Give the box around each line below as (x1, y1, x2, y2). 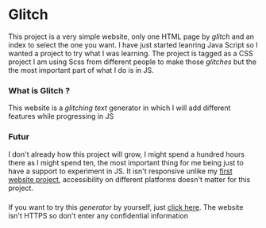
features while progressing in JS (8, 112, 114, 121)
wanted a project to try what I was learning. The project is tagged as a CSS (8, 48, 253, 58)
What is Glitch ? (8, 85, 70, 96)
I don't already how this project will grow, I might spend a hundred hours (8, 149, 245, 159)
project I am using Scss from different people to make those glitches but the (8, 57, 256, 66)
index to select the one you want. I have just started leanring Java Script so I (8, 40, 258, 49)
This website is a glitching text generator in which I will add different (8, 103, 231, 112)
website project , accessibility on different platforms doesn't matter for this (8, 174, 251, 184)
